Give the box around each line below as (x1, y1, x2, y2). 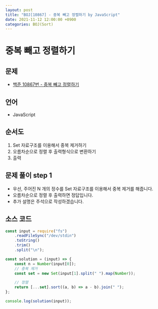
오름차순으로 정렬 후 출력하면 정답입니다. (12, 192, 93, 198)
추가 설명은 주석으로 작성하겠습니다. (12, 198, 84, 204)
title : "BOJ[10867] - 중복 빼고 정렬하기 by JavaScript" (5, 12, 120, 17)
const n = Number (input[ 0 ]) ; (14, 261, 76, 266)
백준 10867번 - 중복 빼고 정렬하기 (12, 81, 80, 88)
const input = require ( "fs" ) (5, 229, 67, 234)
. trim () (14, 243, 31, 248)
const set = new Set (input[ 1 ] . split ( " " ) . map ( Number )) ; (14, 271, 136, 276)
